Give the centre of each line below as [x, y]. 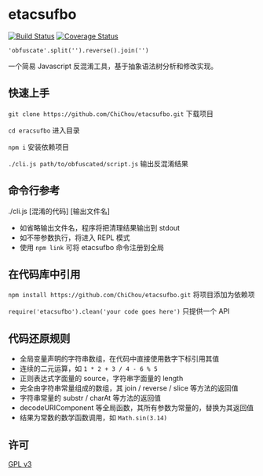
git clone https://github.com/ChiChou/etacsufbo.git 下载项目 [111, 113]
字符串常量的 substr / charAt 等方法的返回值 [90, 398]
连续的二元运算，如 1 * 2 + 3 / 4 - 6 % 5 [89, 369]
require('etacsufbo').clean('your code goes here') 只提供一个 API [119, 311]
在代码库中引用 [44, 274]
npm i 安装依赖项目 [38, 147]
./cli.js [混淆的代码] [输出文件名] [59, 211]
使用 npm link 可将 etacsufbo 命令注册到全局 [92, 247]
